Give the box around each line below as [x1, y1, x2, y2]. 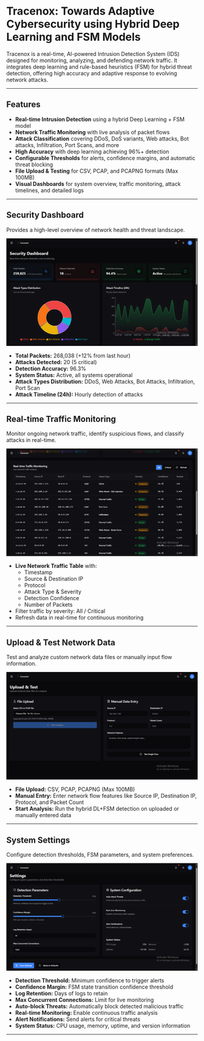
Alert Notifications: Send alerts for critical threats [15, 1015, 141, 1023]
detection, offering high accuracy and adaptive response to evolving [6, 69, 177, 77]
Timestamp [24, 569, 53, 576]
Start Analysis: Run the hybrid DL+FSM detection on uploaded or [15, 805, 179, 812]
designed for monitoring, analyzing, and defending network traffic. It [6, 57, 178, 64]
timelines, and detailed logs [15, 187, 84, 194]
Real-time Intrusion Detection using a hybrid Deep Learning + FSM [15, 116, 185, 123]
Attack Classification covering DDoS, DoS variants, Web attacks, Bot [15, 135, 189, 142]
